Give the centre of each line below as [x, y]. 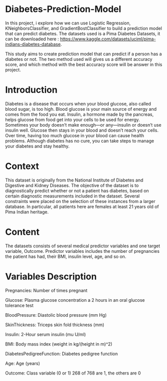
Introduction [31, 90]
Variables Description [51, 277]
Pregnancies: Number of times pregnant [46, 290]
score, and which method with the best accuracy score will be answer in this [84, 64]
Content [22, 232]
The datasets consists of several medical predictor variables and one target [83, 246]
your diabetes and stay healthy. [37, 146]
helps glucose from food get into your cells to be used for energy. [73, 119]
